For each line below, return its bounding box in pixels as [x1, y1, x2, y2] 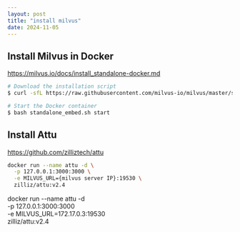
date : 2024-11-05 [7, 24, 59, 31]
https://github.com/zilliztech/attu [7, 148, 104, 156]
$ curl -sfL [7, 90, 43, 97]
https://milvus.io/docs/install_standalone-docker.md [7, 69, 161, 78]
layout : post [7, 10, 46, 18]
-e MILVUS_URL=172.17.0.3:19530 [7, 210, 106, 218]
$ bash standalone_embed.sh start [7, 109, 111, 116]
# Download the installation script [7, 83, 116, 90]
